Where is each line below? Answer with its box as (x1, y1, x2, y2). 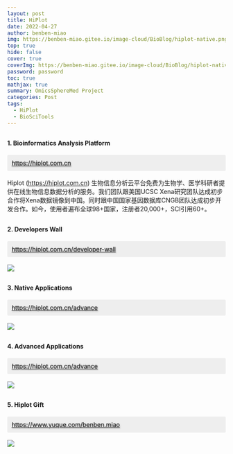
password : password (7, 68, 64, 75)
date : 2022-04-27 (7, 23, 58, 30)
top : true (7, 42, 36, 49)
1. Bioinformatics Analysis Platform (7, 139, 111, 148)
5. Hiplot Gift (7, 401, 44, 409)
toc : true (7, 74, 36, 82)
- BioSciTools (13, 113, 54, 120)
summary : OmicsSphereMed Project (7, 87, 104, 94)
